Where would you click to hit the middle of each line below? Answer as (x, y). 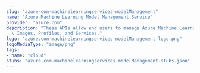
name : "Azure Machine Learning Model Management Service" (79, 17)
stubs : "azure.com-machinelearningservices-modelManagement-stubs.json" (98, 61)
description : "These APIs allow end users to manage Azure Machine (92, 28)
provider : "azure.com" (34, 22)
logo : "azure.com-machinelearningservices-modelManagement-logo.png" (94, 39)
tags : (13, 50)
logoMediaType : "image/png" (41, 45)
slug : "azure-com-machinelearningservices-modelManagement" (82, 11)
